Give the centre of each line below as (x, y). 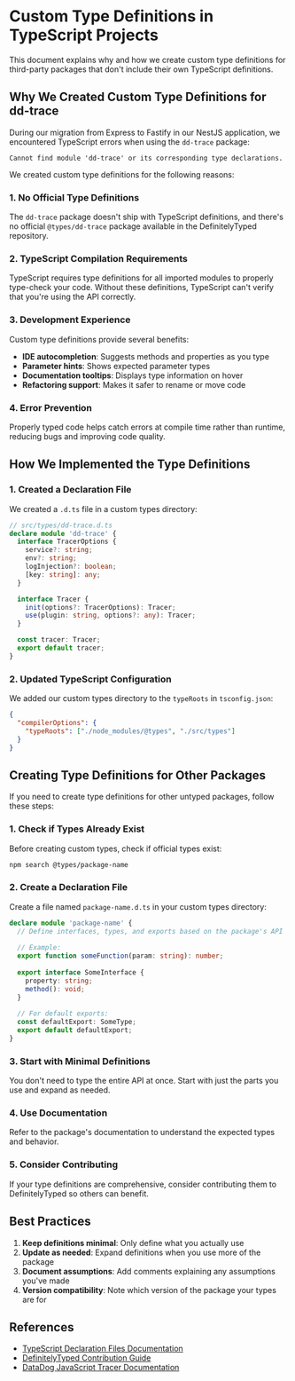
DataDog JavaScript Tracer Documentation (101, 1368)
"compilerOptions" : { (57, 722)
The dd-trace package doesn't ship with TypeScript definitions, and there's (146, 217)
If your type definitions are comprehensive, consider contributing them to (143, 1184)
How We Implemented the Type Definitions (130, 465)
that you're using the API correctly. (73, 297)
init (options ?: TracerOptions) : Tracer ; (101, 607)
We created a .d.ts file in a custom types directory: (103, 509)
